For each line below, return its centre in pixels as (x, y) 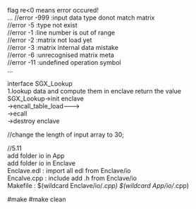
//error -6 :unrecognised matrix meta (61, 55)
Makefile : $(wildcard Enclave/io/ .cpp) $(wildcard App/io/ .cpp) (98, 185)
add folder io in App (36, 156)
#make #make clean (37, 199)
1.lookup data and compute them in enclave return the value (94, 91)
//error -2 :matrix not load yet (50, 40)
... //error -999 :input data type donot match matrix (81, 18)
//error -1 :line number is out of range (61, 32)
